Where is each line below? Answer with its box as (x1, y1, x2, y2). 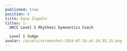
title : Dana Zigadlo (5, 16, 48, 21)
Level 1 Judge (9, 34, 38, 39)
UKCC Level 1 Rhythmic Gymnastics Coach (9, 25, 94, 30)
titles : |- (5, 20, 28, 26)
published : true (5, 7, 38, 12)
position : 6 (5, 12, 30, 17)
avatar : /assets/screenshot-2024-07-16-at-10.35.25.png (5, 38, 122, 44)
